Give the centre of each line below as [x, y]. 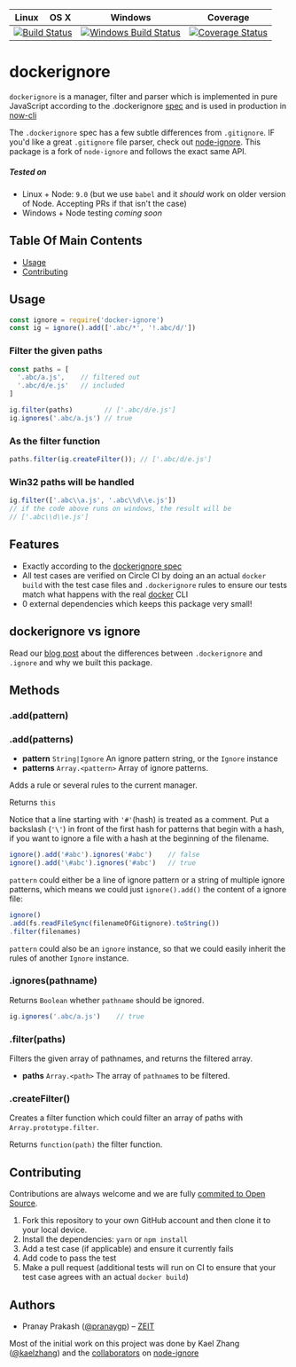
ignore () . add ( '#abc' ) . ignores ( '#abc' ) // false [105, 855]
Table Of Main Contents [76, 241]
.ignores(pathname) [53, 981]
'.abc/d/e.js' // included [71, 386]
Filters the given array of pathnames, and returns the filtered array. [131, 1058]
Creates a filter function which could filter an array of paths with [126, 1118]
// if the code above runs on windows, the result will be [121, 509]
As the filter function [55, 441]
